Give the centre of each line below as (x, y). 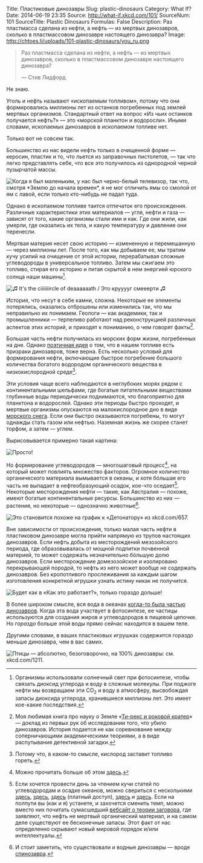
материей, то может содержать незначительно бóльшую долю (88, 555)
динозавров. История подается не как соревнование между (93, 729)
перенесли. (21, 232)
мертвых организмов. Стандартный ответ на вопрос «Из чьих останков (99, 114)
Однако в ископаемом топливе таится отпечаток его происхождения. (97, 206)
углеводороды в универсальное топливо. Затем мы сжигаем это (91, 263)
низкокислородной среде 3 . (42, 371)
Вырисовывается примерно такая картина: (62, 440)
